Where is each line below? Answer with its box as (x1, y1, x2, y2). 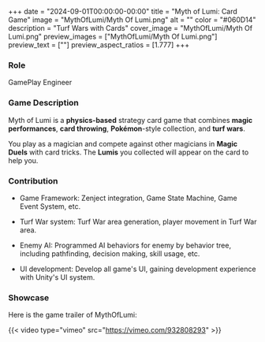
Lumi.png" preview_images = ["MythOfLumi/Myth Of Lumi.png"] (8, 32, 218, 41)
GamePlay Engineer (8, 78, 73, 87)
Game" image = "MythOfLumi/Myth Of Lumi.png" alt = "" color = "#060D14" (8, 15, 256, 24)
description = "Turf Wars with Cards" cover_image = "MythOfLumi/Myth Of (8, 24, 253, 32)
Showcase (8, 292, 50, 303)
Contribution (8, 175, 58, 186)
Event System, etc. (19, 201, 81, 211)
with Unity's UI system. (19, 272, 95, 282)
